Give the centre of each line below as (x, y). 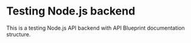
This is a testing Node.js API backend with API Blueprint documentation (96, 28)
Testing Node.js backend (71, 11)
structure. (19, 34)
